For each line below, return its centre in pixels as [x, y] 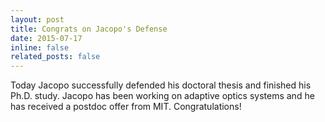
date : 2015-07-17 [46, 38]
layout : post [37, 19]
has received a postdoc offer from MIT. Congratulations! [126, 107]
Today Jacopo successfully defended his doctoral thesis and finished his [161, 85]
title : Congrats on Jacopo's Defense [89, 29]
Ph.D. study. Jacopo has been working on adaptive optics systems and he [162, 96]
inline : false [40, 47]
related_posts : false [55, 57]
